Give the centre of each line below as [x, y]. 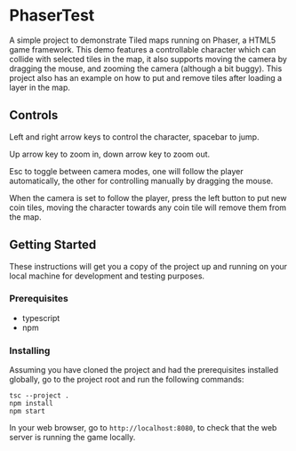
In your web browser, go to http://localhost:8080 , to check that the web [143, 428]
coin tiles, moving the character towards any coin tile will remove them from [148, 207]
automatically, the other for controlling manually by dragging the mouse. [141, 181]
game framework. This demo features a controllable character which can [143, 49]
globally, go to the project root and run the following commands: [127, 380]
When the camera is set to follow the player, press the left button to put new [148, 197]
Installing [30, 350]
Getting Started [53, 245]
